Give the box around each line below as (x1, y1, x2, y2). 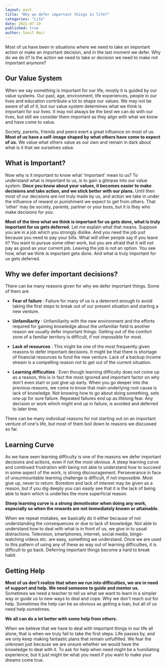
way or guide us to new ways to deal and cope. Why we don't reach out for (5, 595, 159, 601)
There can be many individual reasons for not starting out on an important (5, 416, 156, 422)
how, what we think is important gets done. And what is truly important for (5, 250, 156, 256)
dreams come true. (5, 657, 44, 663)
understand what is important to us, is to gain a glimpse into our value (5, 177, 148, 183)
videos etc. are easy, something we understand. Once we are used (25, 536, 162, 542)
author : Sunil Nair (5, 30, 46, 35)
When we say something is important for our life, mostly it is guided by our (5, 87, 157, 93)
